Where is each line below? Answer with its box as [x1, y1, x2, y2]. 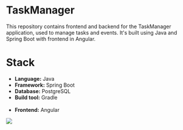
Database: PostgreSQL [14, 87, 71, 94]
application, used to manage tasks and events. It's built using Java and [6, 29, 177, 36]
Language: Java [14, 75, 55, 82]
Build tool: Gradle [14, 94, 57, 101]
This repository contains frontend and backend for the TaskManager [6, 23, 172, 30]
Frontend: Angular [14, 106, 60, 113]
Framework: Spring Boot [14, 81, 75, 88]
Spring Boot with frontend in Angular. [6, 35, 96, 42]
